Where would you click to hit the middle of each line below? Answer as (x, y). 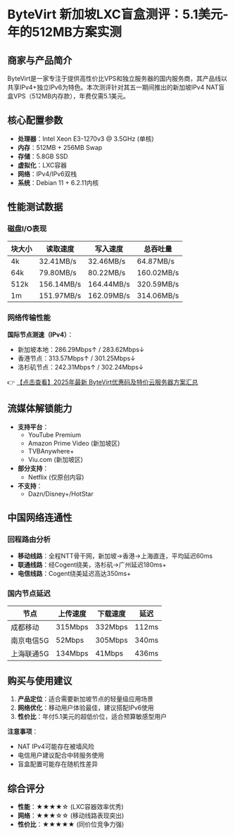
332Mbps (111, 627)
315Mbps (72, 627)
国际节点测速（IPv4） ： (40, 334)
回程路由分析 (29, 539)
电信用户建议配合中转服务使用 (61, 755)
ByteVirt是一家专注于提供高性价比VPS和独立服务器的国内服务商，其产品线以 (117, 79)
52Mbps (70, 640)
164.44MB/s (109, 284)
